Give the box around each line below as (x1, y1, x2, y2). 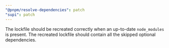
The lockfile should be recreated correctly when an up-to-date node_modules (5, 26, 164, 32)
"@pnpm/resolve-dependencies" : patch (5, 7, 85, 13)
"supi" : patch (5, 12, 35, 17)
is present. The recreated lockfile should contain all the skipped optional (5, 31, 156, 37)
